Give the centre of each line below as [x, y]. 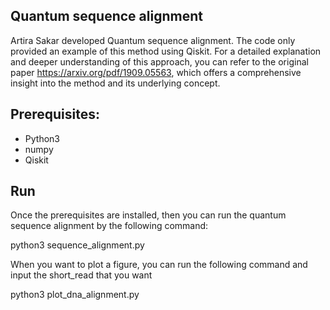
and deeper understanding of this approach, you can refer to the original [159, 61]
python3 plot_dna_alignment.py [75, 295]
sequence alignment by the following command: [109, 226]
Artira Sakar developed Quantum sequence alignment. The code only [153, 40]
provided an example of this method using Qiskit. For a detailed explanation [166, 51]
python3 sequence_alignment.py [77, 245]
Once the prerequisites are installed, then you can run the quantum [148, 215]
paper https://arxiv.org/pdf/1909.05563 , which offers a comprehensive [156, 72]
